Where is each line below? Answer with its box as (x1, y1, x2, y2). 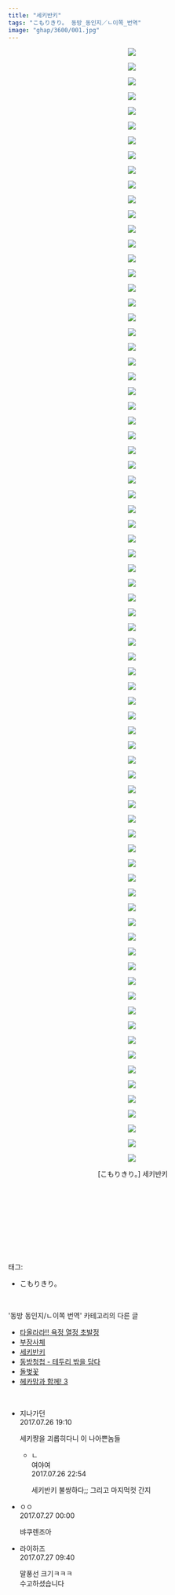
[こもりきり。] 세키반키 (97, 1170, 169, 1179)
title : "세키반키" (8, 11, 62, 20)
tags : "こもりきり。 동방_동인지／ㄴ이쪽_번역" (8, 19, 142, 27)
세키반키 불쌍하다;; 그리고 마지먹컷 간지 (31, 1486, 151, 1495)
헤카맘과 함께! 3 (19, 1377, 68, 1387)
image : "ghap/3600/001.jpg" (8, 26, 100, 34)
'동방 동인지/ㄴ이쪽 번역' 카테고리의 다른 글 (8, 1311, 139, 1321)
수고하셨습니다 (19, 1578, 64, 1589)
